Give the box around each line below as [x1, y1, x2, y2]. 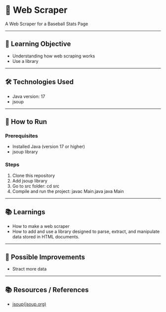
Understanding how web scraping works [12, 53, 95, 59]
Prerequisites [5, 132, 38, 139]
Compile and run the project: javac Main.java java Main [12, 188, 124, 194]
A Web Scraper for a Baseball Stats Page [5, 21, 88, 27]
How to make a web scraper [12, 223, 70, 229]
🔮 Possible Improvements [5, 253, 85, 261]
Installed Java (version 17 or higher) [12, 143, 85, 150]
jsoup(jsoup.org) [12, 301, 46, 307]
